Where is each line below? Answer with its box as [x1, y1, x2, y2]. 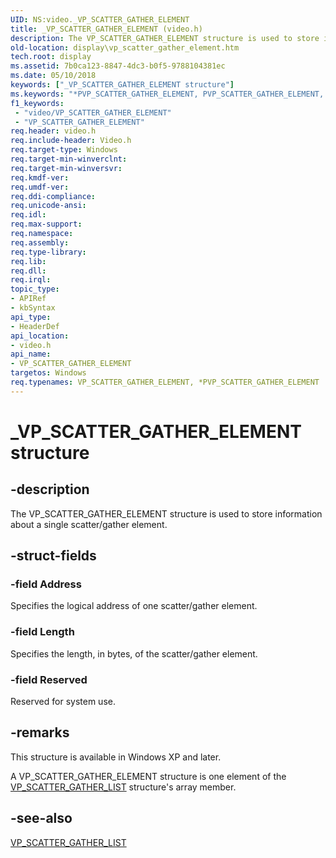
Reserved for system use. [10, 696, 116, 708]
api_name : [10, 349, 52, 360]
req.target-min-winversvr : [10, 163, 123, 173]
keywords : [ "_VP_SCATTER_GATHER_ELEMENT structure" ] [10, 80, 235, 90]
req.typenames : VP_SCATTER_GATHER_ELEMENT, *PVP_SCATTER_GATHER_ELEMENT [10, 377, 320, 387]
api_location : [10, 331, 70, 341]
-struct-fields [10, 547, 97, 565]
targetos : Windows [10, 368, 87, 378]
